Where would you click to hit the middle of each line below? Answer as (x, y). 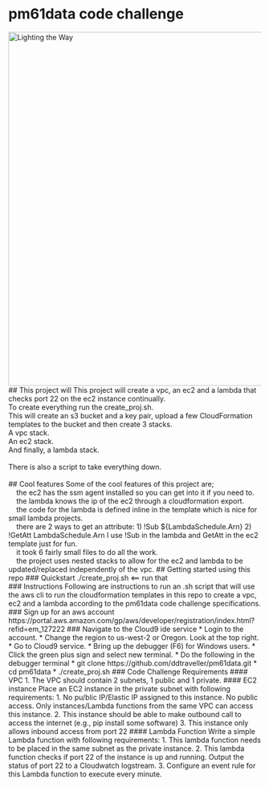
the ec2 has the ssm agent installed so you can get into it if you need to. (135, 492)
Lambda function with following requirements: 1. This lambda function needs (134, 740)
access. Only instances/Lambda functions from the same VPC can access (131, 705)
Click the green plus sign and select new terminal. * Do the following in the (132, 654)
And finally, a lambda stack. (54, 450)
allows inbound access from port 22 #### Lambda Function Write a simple (132, 731)
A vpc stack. (29, 432)
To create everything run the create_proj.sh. (81, 407)
